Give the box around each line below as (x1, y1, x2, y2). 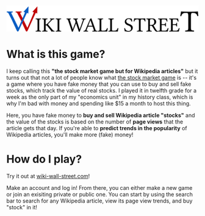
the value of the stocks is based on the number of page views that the (6, 118, 184, 125)
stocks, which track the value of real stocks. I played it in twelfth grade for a (6, 86, 197, 94)
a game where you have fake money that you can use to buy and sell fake (6, 80, 192, 88)
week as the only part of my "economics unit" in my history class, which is (6, 93, 193, 100)
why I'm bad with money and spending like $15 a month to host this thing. (6, 100, 191, 107)
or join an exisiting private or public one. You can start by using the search (6, 190, 193, 198)
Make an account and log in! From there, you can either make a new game (6, 184, 193, 191)
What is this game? (6, 47, 106, 61)
